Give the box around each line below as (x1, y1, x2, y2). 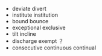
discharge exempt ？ (11, 38, 64, 44)
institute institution (11, 11, 59, 18)
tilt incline (11, 30, 36, 38)
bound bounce (11, 18, 49, 24)
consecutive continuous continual (11, 44, 97, 51)
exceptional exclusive (11, 24, 66, 31)
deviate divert (11, 5, 46, 12)
